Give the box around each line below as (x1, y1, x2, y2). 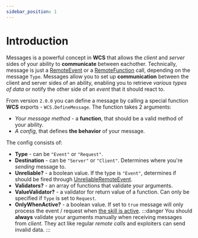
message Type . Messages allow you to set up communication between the (6, 72, 189, 80)
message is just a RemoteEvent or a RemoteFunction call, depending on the (6, 66, 191, 74)
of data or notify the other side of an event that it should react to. (6, 85, 165, 93)
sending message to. (14, 163, 66, 170)
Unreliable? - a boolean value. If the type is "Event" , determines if (14, 169, 177, 176)
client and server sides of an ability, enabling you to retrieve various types (6, 79, 187, 86)
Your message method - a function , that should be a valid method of (14, 115, 183, 122)
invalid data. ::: (14, 226, 51, 233)
